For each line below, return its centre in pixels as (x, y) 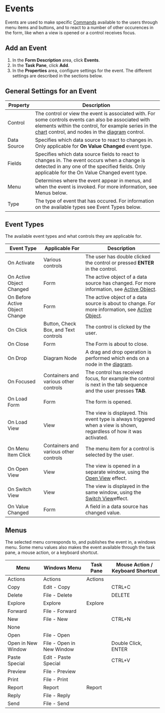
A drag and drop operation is (118, 352)
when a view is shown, (111, 425)
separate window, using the (117, 472)
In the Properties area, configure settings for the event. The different (82, 70)
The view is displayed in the (117, 486)
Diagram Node (60, 358)
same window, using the (113, 492)
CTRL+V (121, 660)
